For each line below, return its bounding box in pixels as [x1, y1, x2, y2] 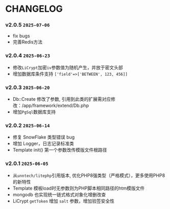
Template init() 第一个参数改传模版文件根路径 [12, 147, 107, 153]
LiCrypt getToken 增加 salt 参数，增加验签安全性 [12, 198, 115, 204]
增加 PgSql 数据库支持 [12, 109, 56, 115]
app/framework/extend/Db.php [23, 103, 89, 109]
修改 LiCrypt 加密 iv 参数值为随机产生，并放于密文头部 [12, 64, 124, 71]
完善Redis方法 [12, 39, 43, 45]
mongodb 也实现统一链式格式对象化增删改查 [12, 191, 106, 197]
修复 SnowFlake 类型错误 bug [12, 134, 75, 141]
